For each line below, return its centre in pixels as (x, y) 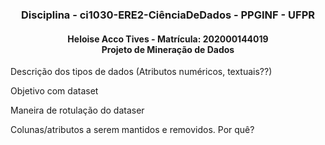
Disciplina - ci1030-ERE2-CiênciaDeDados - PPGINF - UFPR (168, 15)
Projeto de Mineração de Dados (168, 49)
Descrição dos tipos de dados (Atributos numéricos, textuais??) (141, 72)
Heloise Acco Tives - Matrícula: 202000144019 (168, 39)
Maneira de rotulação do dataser (77, 110)
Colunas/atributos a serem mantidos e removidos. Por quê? (132, 130)
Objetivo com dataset (54, 91)
